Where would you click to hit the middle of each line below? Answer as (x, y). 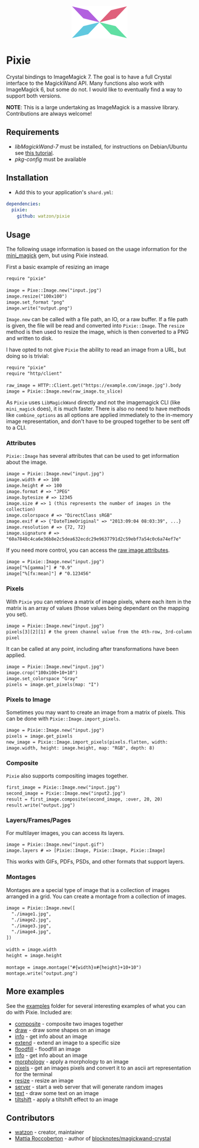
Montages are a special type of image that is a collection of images (88, 890)
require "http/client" (34, 374)
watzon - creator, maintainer (49, 1132)
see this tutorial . (34, 153)
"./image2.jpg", (31, 920)
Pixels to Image (29, 699)
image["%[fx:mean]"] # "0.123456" (49, 574)
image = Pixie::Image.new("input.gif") (55, 845)
